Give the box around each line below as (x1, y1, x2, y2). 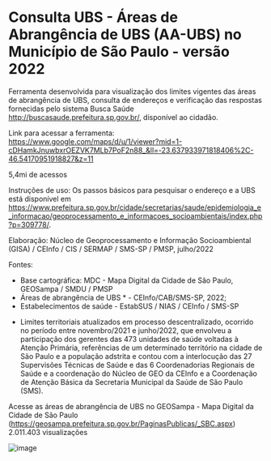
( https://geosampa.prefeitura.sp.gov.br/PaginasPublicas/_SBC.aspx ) (8, 418, 236, 429)
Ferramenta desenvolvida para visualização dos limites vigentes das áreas (8, 86, 256, 96)
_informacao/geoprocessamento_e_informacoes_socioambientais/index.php (8, 211, 263, 220)
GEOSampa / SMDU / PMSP (19, 284, 113, 293)
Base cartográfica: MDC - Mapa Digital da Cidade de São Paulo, (19, 275, 234, 285)
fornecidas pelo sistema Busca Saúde (8, 104, 135, 113)
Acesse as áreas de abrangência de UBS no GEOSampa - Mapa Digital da (8, 401, 255, 411)
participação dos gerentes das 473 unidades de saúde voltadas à (19, 334, 239, 344)
